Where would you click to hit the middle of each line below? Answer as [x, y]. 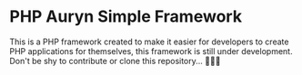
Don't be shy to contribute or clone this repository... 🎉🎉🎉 [115, 61]
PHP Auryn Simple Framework [126, 17]
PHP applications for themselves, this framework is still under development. [151, 51]
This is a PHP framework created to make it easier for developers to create [149, 42]
